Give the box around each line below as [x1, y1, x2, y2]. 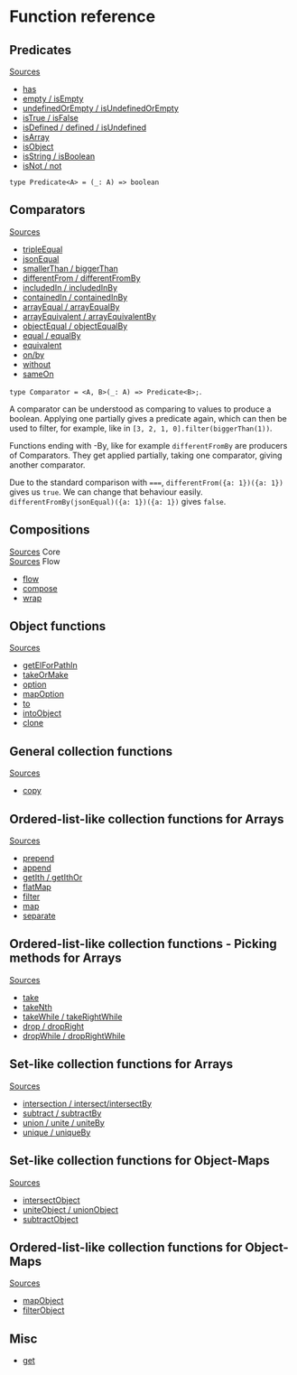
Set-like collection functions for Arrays [9, 1056, 233, 1072]
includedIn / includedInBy [22, 282, 118, 293]
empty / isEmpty [22, 93, 84, 104]
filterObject [22, 1305, 65, 1315]
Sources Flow [9, 555, 60, 566]
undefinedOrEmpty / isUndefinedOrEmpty [22, 103, 179, 114]
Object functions [9, 618, 107, 634]
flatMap [22, 882, 51, 893]
